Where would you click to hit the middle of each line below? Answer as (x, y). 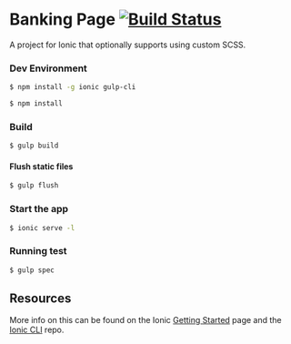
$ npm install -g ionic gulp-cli (73, 87)
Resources (40, 298)
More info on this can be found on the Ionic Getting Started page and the (145, 320)
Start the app (39, 209)
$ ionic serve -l (42, 228)
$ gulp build (34, 146)
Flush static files (41, 166)
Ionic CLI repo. (37, 330)
